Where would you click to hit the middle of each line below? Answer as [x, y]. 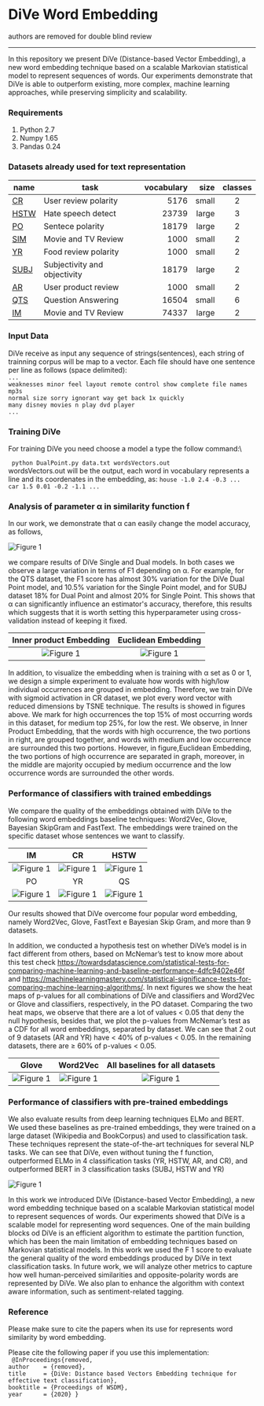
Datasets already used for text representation [97, 167]
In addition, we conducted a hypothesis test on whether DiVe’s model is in [128, 945]
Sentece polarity [74, 226]
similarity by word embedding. [57, 1338]
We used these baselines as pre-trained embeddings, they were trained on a [132, 1128]
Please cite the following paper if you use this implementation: [109, 1353]
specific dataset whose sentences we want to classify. [96, 836]
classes [237, 187]
